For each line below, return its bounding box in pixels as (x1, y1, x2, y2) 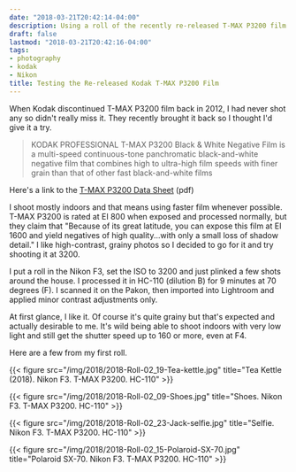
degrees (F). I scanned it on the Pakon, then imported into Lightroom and (9, 284, 275, 295)
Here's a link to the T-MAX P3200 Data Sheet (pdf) (9, 184, 194, 195)
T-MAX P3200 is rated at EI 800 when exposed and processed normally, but (9, 211, 287, 221)
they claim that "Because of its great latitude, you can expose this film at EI (9, 221, 282, 231)
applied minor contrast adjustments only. (9, 294, 158, 305)
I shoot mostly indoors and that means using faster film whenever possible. (9, 201, 283, 213)
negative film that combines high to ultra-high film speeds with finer (30, 158, 278, 168)
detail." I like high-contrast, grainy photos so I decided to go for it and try (9, 239, 274, 250)
